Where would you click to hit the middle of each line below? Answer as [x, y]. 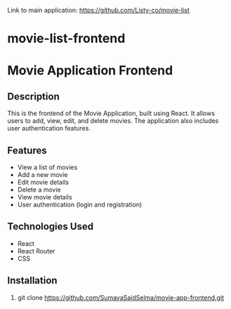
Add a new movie [42, 175]
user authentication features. [49, 129]
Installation [32, 281]
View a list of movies [47, 167]
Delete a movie [39, 190]
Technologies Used [50, 226]
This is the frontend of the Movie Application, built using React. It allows [111, 113]
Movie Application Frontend [90, 71]
